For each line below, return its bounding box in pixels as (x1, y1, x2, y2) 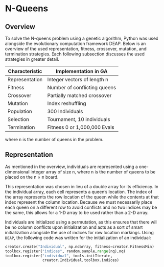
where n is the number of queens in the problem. (5, 137, 104, 142)
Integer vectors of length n (47, 76, 109, 83)
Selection (7, 116, 29, 122)
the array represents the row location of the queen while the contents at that (5, 194, 159, 200)
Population (7, 108, 32, 115)
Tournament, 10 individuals (47, 116, 110, 122)
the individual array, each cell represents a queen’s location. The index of (5, 189, 153, 194)
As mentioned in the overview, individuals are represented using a (5, 164, 138, 170)
